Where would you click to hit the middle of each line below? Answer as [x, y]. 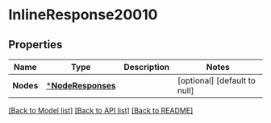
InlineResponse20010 [83, 15]
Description [147, 67]
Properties [35, 45]
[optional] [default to [217, 80]
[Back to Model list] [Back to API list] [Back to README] [101, 111]
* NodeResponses [81, 86]
